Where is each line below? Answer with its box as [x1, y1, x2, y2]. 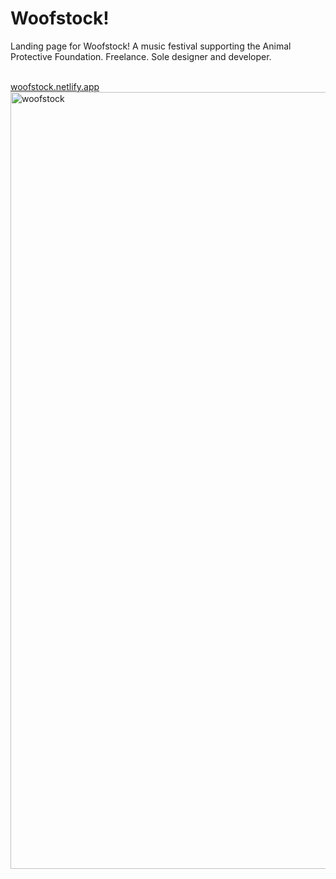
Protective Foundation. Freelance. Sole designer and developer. [10, 50, 272, 62]
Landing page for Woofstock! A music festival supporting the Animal [10, 40, 292, 52]
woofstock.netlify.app [10, 80, 100, 92]
